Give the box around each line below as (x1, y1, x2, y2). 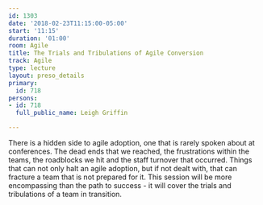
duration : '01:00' (8, 34, 70, 43)
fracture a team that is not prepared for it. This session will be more (8, 172, 232, 182)
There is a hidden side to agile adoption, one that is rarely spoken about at (8, 138, 256, 147)
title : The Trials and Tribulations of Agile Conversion (8, 49, 204, 57)
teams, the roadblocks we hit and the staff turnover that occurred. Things (8, 155, 253, 165)
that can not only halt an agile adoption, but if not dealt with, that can (8, 164, 238, 173)
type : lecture (8, 64, 56, 72)
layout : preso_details (8, 72, 85, 80)
